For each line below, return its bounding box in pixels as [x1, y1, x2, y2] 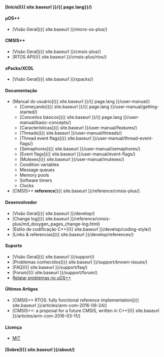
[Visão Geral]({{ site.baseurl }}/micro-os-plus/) [12, 26, 107, 32]
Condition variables [19, 161, 59, 168]
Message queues [19, 167, 55, 173]
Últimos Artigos [5, 286, 38, 292]
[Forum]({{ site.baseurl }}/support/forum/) [12, 269, 98, 275]
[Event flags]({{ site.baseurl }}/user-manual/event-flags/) [19, 151, 135, 157]
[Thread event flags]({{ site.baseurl [19, 135, 92, 141]
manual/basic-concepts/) [19, 119, 71, 126]
